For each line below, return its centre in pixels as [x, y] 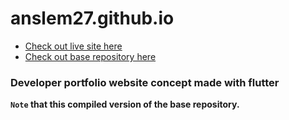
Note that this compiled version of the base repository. [125, 104]
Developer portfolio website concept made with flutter [145, 82]
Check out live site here [73, 46]
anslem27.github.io [92, 18]
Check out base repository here [90, 56]
